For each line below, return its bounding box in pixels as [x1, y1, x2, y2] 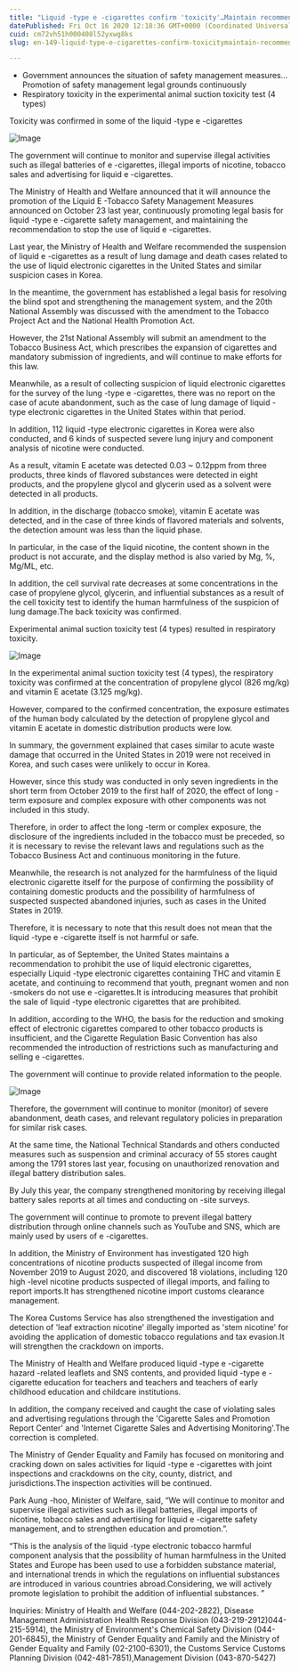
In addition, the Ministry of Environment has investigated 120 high [9, 1248, 249, 1259]
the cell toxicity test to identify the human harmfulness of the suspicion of [9, 597, 279, 608]
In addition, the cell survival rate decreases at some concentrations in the [9, 578, 279, 588]
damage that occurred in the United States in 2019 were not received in [9, 750, 271, 760]
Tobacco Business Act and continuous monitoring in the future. [9, 850, 241, 861]
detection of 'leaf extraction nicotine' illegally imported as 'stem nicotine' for [9, 1322, 289, 1333]
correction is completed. [9, 1433, 100, 1443]
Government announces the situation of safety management [21, 70, 243, 81]
